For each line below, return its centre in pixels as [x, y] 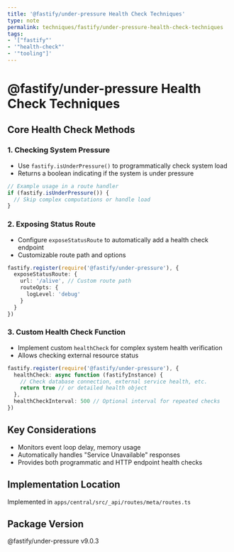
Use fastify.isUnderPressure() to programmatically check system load [123, 166]
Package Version [45, 524]
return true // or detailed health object [84, 388]
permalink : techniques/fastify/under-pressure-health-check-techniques [115, 27]
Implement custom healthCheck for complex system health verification [120, 347]
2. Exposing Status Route [51, 224]
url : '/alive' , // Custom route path [76, 281]
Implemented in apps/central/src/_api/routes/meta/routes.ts [99, 502]
